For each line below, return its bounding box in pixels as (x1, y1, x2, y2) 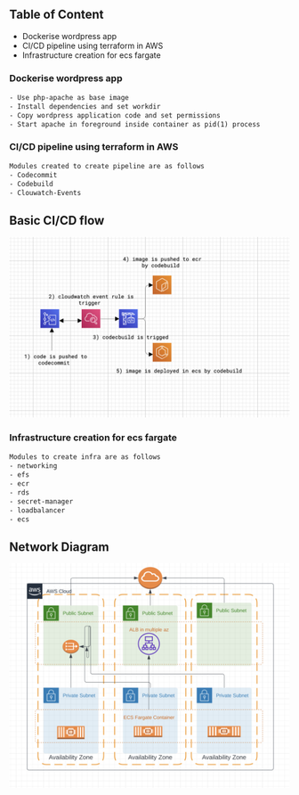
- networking (9, 462, 58, 471)
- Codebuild (9, 180, 53, 189)
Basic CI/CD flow (9, 213, 105, 228)
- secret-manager (9, 497, 74, 506)
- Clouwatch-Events (9, 189, 82, 198)
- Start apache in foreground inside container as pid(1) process (9, 120, 261, 129)
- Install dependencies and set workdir (9, 102, 162, 111)
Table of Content (9, 7, 104, 22)
